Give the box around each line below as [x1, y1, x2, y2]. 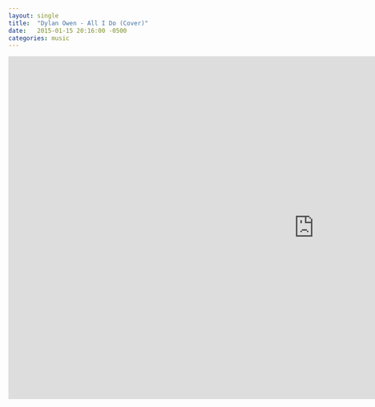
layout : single [8, 11, 59, 20]
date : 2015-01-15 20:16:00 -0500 [8, 26, 127, 34]
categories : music [8, 34, 70, 42]
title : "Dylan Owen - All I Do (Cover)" [8, 19, 149, 27]
